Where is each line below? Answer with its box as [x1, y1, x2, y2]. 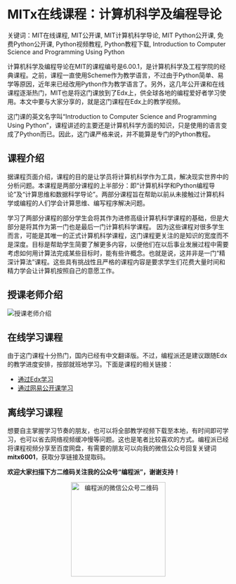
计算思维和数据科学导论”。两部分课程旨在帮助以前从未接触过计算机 [25, 190, 219, 198]
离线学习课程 [7, 406, 63, 418]
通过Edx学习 [17, 375, 54, 384]
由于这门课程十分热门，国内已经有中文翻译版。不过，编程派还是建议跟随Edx [7, 351, 228, 360]
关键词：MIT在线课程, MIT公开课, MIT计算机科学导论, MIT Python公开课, [7, 31, 216, 39]
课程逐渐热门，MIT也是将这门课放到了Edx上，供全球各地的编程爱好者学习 [7, 89, 221, 97]
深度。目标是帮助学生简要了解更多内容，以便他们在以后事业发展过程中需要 [13, 240, 229, 248]
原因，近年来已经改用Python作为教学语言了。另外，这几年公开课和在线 [19, 79, 225, 88]
